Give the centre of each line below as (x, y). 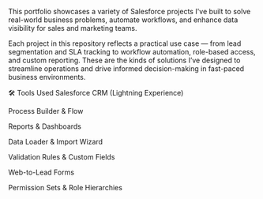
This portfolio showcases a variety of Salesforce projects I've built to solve (130, 11)
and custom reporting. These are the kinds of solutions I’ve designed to (124, 60)
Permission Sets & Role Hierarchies (65, 188)
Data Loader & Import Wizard (56, 142)
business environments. (47, 77)
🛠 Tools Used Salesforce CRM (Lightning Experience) (96, 93)
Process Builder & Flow (46, 111)
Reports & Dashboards (45, 126)
